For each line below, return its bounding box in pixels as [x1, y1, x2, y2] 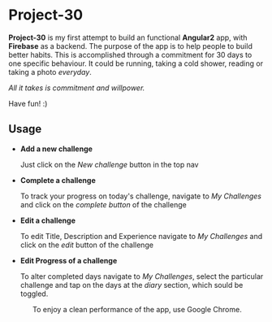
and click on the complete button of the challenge [19, 199, 187, 209]
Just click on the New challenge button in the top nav [19, 159, 199, 169]
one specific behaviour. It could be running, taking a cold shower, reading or [8, 59, 264, 68]
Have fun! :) [8, 98, 48, 108]
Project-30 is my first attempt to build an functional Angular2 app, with [8, 33, 248, 42]
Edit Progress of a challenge [19, 255, 118, 265]
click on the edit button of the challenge [19, 240, 154, 250]
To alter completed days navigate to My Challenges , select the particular [19, 271, 264, 281]
